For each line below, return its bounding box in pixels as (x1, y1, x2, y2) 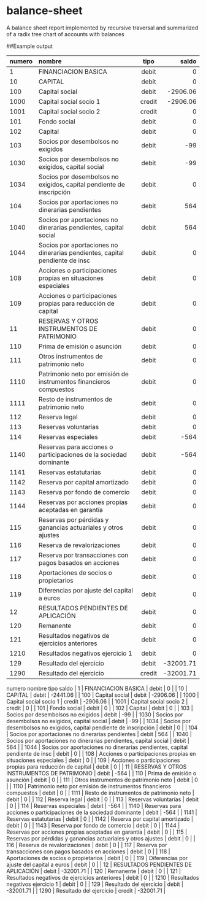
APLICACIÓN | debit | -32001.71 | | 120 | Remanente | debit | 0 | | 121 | (6, 867, 181, 875)
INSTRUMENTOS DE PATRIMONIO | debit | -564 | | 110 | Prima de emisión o (6, 769, 197, 777)
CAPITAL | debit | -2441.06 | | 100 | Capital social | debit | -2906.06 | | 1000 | (6, 691, 199, 699)
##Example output (6, 42, 53, 50)
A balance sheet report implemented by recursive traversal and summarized (6, 24, 199, 31)
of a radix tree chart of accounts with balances (6, 30, 124, 37)
